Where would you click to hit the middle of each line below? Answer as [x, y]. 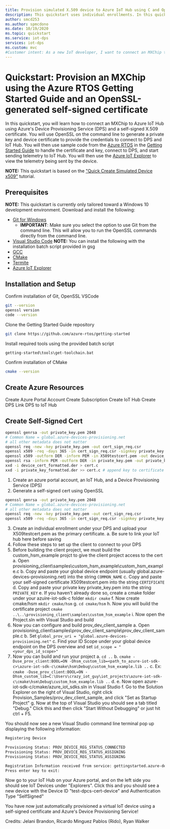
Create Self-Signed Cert [44, 421]
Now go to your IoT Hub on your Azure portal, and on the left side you [78, 780]
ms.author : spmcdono [27, 24]
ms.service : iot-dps [27, 38]
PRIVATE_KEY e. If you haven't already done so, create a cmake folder [84, 593]
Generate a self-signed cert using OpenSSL [58, 490]
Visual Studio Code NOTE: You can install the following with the [79, 241]
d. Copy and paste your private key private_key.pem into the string [82, 588]
